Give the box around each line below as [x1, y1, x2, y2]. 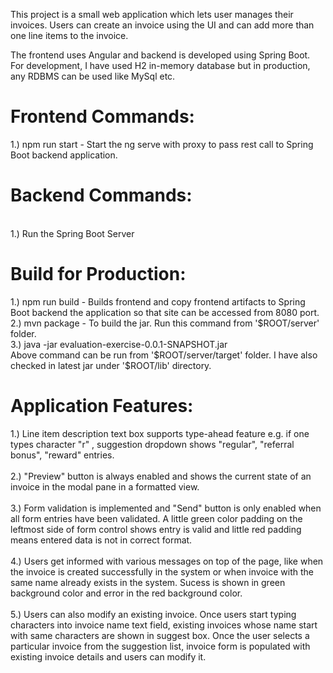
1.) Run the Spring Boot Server [10, 227, 135, 239]
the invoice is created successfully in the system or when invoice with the [10, 565, 314, 578]
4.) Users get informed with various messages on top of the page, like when [10, 555, 324, 567]
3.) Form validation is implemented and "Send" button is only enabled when [10, 502, 322, 514]
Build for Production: [10, 263, 187, 286]
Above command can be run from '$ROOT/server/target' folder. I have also [10, 349, 318, 361]
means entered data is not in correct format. [10, 534, 193, 546]
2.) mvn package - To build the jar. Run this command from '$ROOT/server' [10, 317, 320, 329]
